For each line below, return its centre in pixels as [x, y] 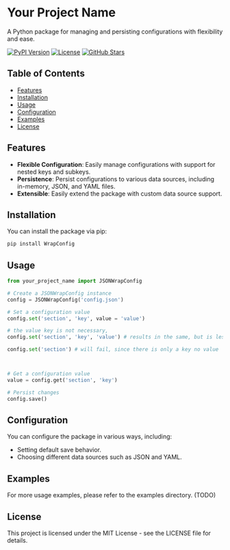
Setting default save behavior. [59, 450]
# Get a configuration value [49, 374]
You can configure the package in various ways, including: [90, 436]
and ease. [21, 38]
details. [17, 540]
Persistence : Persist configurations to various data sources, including [115, 179]
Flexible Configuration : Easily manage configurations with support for [116, 164]
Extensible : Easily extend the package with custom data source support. [119, 194]
